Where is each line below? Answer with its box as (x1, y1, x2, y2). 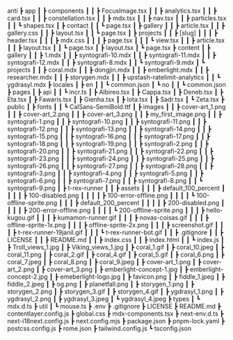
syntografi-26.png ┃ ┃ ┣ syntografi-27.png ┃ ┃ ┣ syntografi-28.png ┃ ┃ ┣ (7, 162, 214, 170)
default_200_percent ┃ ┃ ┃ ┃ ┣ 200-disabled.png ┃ (80, 199, 225, 207)
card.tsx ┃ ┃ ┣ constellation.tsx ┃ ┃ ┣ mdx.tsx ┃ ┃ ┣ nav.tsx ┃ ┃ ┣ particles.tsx (7, 14, 227, 22)
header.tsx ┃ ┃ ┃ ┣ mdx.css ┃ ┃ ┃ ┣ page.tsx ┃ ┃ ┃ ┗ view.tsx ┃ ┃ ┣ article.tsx (7, 36, 225, 44)
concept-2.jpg (7, 273, 48, 281)
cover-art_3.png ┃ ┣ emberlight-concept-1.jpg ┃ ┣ (46, 265, 189, 273)
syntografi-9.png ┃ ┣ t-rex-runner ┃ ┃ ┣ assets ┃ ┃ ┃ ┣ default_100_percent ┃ (7, 184, 226, 192)
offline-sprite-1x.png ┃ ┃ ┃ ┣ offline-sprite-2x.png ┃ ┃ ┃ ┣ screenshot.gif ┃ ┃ (7, 221, 224, 229)
